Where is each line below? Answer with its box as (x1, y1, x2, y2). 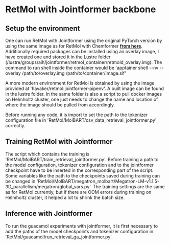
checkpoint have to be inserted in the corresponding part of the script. (5, 167, 154, 173)
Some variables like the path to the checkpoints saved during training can (5, 172, 160, 179)
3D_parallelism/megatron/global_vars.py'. (5, 183, 92, 190)
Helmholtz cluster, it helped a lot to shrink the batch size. (5, 194, 125, 201)
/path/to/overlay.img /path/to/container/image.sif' (22, 70, 127, 76)
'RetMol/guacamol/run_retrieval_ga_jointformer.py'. (5, 234, 113, 240)
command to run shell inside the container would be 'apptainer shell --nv (5, 65, 159, 71)
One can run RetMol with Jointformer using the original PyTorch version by (5, 37, 162, 43)
